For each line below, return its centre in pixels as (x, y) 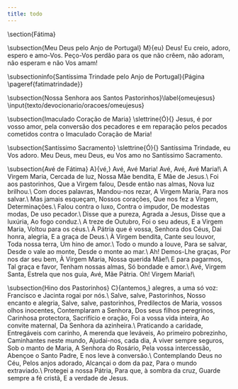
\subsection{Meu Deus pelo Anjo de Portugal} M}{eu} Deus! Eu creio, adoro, (119, 47)
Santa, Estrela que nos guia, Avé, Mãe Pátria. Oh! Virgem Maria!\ (101, 274)
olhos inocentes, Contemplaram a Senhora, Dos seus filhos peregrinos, (111, 310)
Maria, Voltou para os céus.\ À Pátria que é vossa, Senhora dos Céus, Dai (114, 229)
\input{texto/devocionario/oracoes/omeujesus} (76, 105)
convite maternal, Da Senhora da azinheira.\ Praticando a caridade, (105, 325)
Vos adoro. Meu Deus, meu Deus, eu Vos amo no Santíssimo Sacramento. (115, 155)
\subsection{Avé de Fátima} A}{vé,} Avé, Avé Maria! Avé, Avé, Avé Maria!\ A (118, 169)
